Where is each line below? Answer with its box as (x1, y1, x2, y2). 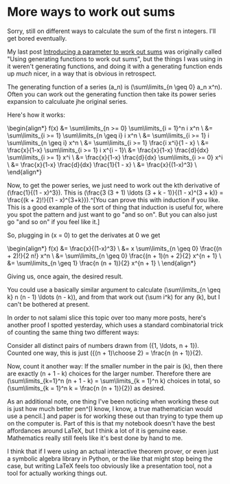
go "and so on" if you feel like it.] (7, 217, 100, 225)
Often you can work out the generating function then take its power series (7, 90, 216, 98)
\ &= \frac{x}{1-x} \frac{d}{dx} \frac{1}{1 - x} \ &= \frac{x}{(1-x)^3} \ (7, 160, 197, 168)
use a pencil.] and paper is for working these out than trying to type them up (7, 412, 223, 420)
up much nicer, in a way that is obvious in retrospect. (7, 69, 157, 78)
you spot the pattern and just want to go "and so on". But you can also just (7, 210, 218, 219)
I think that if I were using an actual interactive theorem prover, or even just (7, 447, 219, 455)
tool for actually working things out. (7, 469, 108, 477)
